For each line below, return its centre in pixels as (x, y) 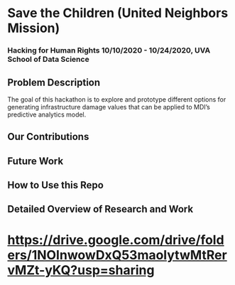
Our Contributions (48, 137)
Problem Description (54, 82)
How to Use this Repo (56, 185)
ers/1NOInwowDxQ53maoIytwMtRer (117, 255)
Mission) (34, 28)
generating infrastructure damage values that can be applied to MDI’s (109, 107)
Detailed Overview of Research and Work (100, 209)
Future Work (35, 161)
